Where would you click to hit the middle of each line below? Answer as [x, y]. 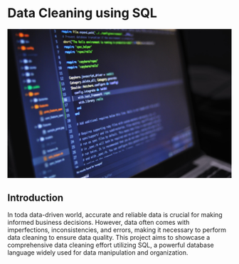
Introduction [36, 198]
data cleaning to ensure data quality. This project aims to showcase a [109, 238]
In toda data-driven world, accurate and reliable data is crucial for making [115, 215]
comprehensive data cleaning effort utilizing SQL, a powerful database [111, 245]
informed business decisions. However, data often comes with [99, 223]
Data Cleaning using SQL [83, 13]
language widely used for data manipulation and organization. [98, 253]
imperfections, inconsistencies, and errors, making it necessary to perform [117, 230]
